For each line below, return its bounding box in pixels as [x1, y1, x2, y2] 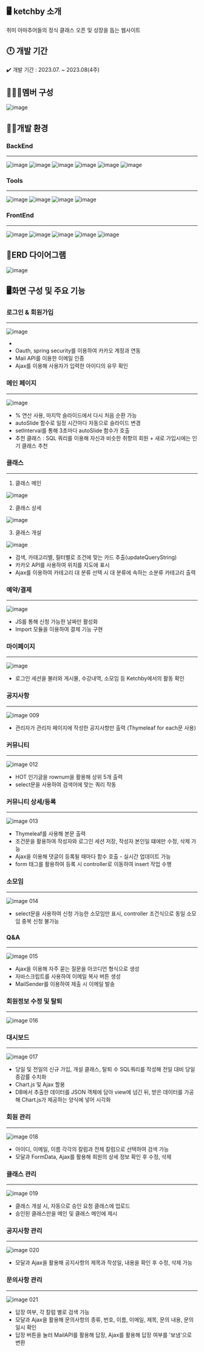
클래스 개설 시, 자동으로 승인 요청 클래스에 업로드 [15, 1202, 131, 1209]
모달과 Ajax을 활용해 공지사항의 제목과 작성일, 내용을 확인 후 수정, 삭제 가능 [15, 1259, 193, 1266]
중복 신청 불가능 [21, 917, 59, 924]
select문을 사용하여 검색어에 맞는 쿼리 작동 [15, 781, 117, 788]
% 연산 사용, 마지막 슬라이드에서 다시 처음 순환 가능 [15, 411, 137, 419]
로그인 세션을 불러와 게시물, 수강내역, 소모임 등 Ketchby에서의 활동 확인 [15, 675, 185, 682]
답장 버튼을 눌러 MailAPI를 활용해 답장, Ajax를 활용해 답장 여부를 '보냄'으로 [15, 1331, 192, 1339]
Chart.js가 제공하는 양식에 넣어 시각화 [21, 1096, 111, 1104]
